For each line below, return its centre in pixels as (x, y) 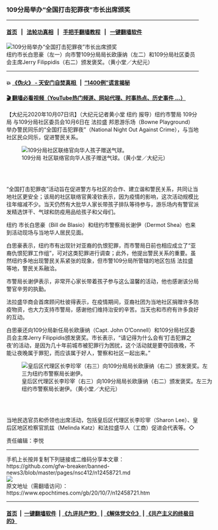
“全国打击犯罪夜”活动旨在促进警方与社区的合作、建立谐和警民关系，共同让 (100, 189)
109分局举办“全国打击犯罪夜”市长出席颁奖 (68, 9)
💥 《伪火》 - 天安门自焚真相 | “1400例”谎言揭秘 (68, 83)
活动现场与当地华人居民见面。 (49, 232)
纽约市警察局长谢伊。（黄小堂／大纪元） (71, 389)
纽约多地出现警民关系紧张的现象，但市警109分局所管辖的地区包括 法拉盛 (102, 261)
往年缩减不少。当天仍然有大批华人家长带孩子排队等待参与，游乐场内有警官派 (103, 204)
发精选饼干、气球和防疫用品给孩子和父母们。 (63, 212)
